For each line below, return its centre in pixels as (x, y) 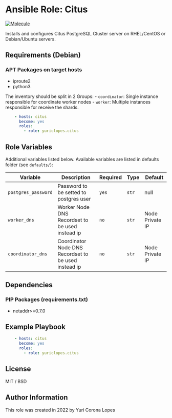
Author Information (37, 398)
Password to (73, 186)
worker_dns (21, 220)
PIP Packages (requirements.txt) (47, 300)
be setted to (72, 192)
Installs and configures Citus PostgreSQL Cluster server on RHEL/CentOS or (85, 33)
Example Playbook (35, 327)
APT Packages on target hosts (44, 70)
